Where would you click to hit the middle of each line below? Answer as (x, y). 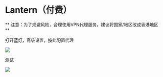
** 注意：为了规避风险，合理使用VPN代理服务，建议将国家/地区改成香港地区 (82, 25)
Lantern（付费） (38, 10)
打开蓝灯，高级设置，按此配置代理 (39, 40)
